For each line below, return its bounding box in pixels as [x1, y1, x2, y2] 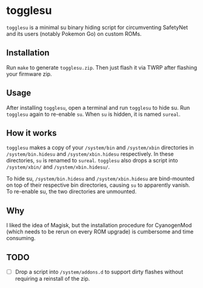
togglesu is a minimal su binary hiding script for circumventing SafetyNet [6, 24, 188, 31]
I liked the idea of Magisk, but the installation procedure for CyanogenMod [6, 222, 192, 229]
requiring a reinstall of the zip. [15, 275, 90, 283]
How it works [6, 128, 57, 138]
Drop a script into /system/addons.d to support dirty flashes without [15, 268, 184, 275]
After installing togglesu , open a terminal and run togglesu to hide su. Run [6, 104, 190, 111]
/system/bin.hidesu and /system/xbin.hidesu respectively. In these [6, 150, 174, 158]
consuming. [6, 235, 36, 242]
